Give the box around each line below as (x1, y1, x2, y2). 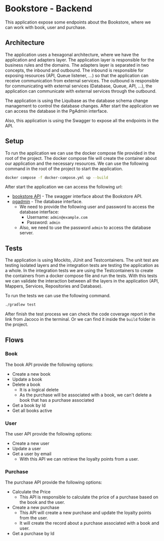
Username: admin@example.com (26, 214, 88, 220)
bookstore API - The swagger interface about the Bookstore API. (12, 193, 143, 199)
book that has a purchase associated (19, 397, 94, 403)
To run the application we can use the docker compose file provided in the (5, 150, 155, 156)
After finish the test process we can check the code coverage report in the (5, 311, 156, 317)
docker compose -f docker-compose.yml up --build (5, 175, 109, 180)
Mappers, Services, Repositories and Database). (5, 283, 103, 289)
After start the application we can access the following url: (5, 184, 123, 190)
